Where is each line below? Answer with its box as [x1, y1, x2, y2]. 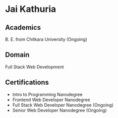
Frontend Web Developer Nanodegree [12, 97, 90, 103]
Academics [5, 23, 41, 32]
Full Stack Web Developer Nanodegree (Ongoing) [12, 102, 114, 108]
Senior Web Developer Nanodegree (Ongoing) [12, 107, 107, 113]
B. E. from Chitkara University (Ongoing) [5, 36, 88, 42]
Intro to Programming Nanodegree [12, 91, 83, 97]
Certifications [5, 78, 49, 87]
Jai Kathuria [5, 3, 56, 15]
